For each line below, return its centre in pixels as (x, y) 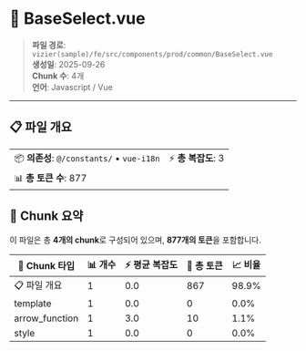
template (33, 303)
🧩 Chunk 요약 (46, 217)
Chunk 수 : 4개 (58, 76)
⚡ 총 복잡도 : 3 (196, 158)
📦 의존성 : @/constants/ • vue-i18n (87, 158)
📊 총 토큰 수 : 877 (51, 178)
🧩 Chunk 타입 (46, 266)
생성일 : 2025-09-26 (68, 64)
